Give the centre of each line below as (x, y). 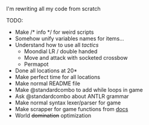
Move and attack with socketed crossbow (76, 58)
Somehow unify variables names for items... (70, 38)
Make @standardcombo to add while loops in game (79, 90)
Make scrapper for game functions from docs (71, 109)
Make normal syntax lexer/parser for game (68, 103)
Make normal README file (47, 83)
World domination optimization (53, 115)
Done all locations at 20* (46, 71)
